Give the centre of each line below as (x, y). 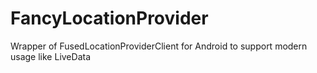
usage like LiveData (51, 56)
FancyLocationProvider (109, 18)
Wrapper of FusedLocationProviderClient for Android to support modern (159, 46)
